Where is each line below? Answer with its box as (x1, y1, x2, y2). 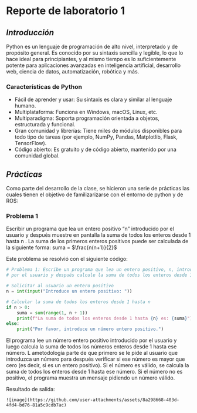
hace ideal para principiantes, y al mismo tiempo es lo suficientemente (6, 56, 176, 62)
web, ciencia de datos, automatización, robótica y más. (6, 68, 140, 75)
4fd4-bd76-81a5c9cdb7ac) (6, 402, 67, 408)
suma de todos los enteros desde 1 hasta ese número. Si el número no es (6, 368, 183, 375)
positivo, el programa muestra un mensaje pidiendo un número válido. (6, 374, 175, 381)
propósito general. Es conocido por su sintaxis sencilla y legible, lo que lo (6, 49, 184, 56)
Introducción (6, 28, 55, 38)
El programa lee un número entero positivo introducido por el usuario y (6, 337, 177, 344)
